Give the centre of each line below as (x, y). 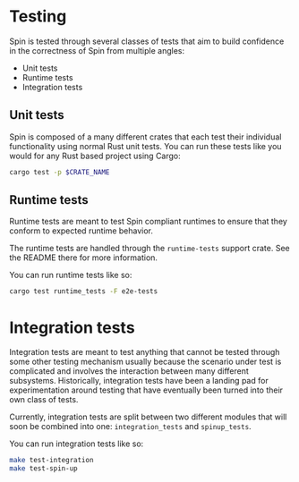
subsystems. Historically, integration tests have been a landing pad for (139, 381)
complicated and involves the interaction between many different (129, 371)
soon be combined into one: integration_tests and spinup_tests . (131, 427)
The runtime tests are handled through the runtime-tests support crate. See (149, 249)
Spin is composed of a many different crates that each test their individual (145, 137)
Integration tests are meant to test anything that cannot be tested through (145, 352)
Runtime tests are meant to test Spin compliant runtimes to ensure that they (149, 222)
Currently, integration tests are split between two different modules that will (148, 417)
